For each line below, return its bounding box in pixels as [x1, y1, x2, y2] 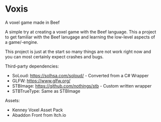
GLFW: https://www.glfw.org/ [12, 78, 71, 84]
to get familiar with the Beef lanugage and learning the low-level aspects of [5, 34, 155, 40]
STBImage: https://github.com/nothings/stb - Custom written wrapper [12, 83, 152, 88]
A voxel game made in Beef [5, 19, 60, 25]
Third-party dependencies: [5, 63, 59, 69]
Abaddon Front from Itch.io [12, 112, 66, 118]
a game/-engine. [5, 39, 39, 45]
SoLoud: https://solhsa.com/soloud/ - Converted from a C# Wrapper [12, 72, 149, 78]
